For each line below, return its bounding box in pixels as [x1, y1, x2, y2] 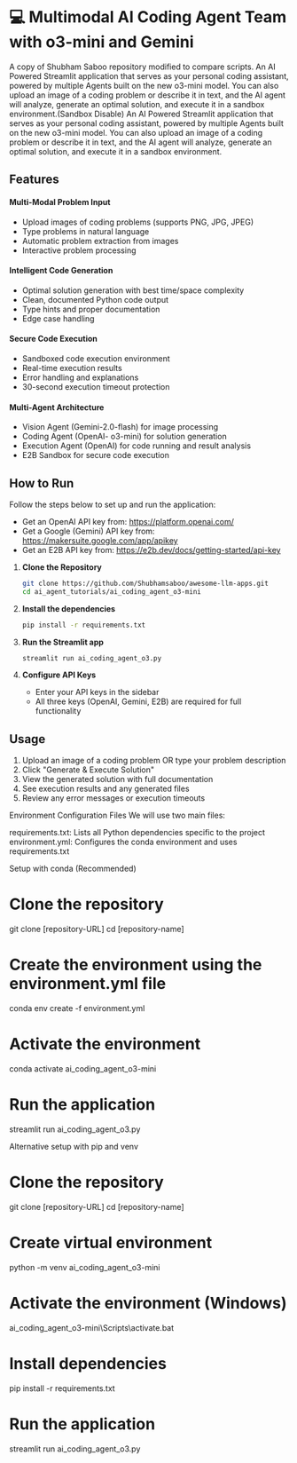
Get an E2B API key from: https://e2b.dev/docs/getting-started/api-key [21, 544, 281, 555]
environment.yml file [9, 974, 167, 994]
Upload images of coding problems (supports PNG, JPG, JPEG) [21, 217, 254, 227]
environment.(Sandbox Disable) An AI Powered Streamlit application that [9, 108, 274, 119]
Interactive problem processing [21, 245, 137, 256]
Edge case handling [21, 312, 95, 324]
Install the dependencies [21, 603, 116, 613]
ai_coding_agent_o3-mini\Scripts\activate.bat [9, 1322, 175, 1333]
